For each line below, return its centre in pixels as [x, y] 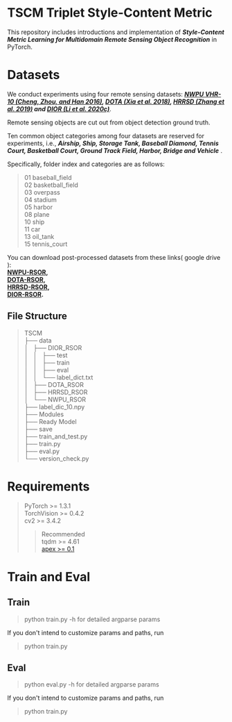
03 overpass [42, 192]
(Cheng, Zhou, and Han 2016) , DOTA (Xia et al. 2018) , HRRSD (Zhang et [120, 101]
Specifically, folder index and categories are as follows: [86, 164]
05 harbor [38, 207]
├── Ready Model [51, 421]
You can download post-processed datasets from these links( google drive [114, 257]
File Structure [37, 317]
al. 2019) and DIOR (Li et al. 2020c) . [60, 108]
